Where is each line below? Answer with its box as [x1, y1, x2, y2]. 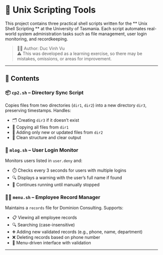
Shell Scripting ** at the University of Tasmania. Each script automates [5, 25, 147, 31]
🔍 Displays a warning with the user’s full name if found [12, 175, 122, 181]
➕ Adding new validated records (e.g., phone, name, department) [12, 229, 143, 235]
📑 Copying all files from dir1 [12, 124, 69, 130]
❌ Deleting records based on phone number [12, 235, 100, 240]
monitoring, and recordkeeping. [5, 36, 68, 42]
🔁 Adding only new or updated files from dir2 [12, 129, 103, 135]
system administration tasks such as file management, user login [17, 31, 147, 36]
